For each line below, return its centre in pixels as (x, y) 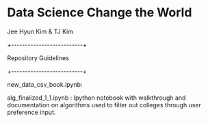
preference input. (31, 112)
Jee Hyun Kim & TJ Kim (40, 31)
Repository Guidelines (38, 58)
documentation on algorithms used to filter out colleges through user (104, 105)
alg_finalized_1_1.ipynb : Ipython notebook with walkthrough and (96, 98)
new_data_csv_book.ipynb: (45, 84)
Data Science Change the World (100, 13)
